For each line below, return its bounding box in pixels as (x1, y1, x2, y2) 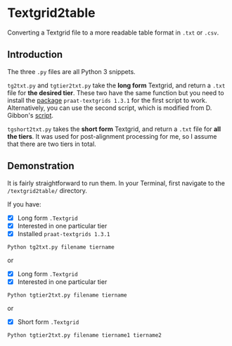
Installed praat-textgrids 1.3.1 (17, 229, 110, 237)
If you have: (7, 199, 41, 209)
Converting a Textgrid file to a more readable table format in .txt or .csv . (7, 28, 219, 37)
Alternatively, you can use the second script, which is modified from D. (7, 104, 212, 112)
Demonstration (7, 160, 75, 172)
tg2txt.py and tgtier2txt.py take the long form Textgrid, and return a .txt (7, 81, 226, 89)
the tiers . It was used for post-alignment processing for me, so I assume (7, 132, 217, 140)
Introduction (7, 49, 63, 61)
